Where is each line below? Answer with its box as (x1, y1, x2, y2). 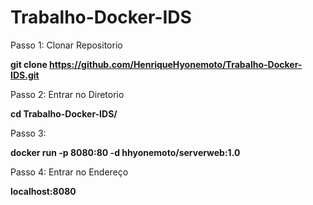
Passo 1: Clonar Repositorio (10, 39, 123, 51)
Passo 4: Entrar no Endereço (10, 166, 129, 178)
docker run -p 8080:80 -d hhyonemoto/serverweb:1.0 (10, 146, 241, 158)
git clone (10, 58, 48, 70)
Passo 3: (10, 127, 47, 139)
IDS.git (10, 69, 40, 81)
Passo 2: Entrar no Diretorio (10, 88, 125, 100)
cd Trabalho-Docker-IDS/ (10, 107, 118, 120)
